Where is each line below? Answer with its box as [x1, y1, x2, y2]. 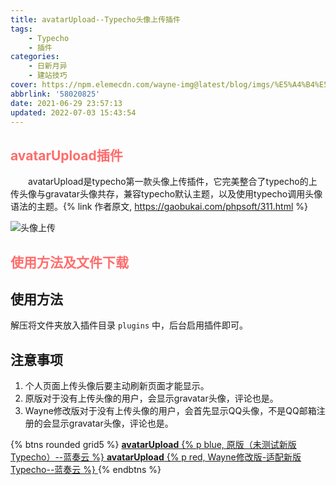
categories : [10, 52, 60, 62]
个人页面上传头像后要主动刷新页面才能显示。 [24, 380, 210, 392]
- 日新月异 [28, 61, 68, 71]
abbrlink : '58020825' [10, 89, 101, 99]
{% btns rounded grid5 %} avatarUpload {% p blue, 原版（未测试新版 [10, 439, 297, 451]
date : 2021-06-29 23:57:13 [10, 98, 123, 108]
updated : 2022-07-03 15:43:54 [10, 107, 137, 118]
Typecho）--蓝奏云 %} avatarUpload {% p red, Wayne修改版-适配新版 [10, 451, 302, 463]
